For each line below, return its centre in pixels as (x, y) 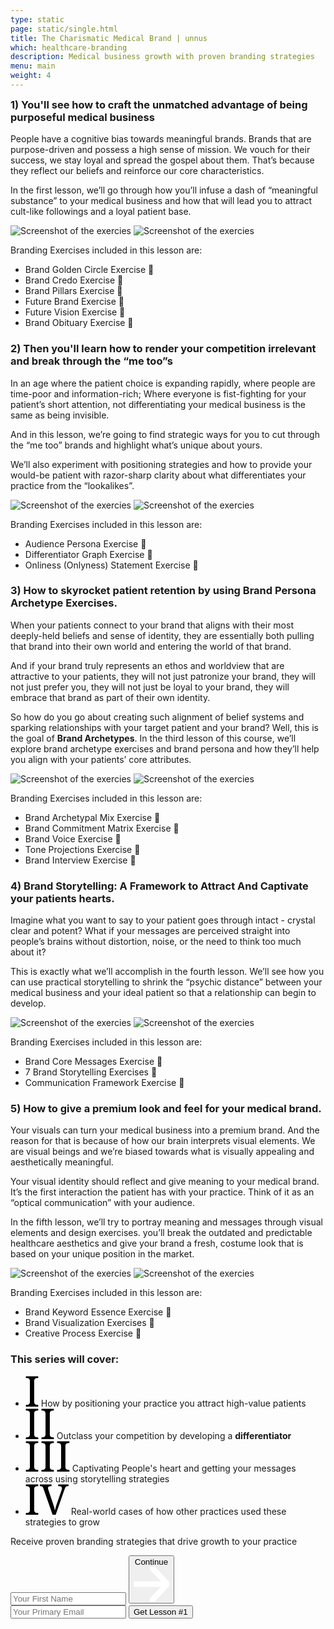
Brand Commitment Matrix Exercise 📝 (102, 828)
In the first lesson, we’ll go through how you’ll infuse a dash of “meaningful (164, 190)
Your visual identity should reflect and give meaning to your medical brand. (165, 1182)
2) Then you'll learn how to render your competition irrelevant (163, 349)
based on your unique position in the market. (102, 1254)
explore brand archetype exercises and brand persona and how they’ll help (165, 748)
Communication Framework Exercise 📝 (104, 1083)
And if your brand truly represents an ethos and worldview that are (147, 665)
